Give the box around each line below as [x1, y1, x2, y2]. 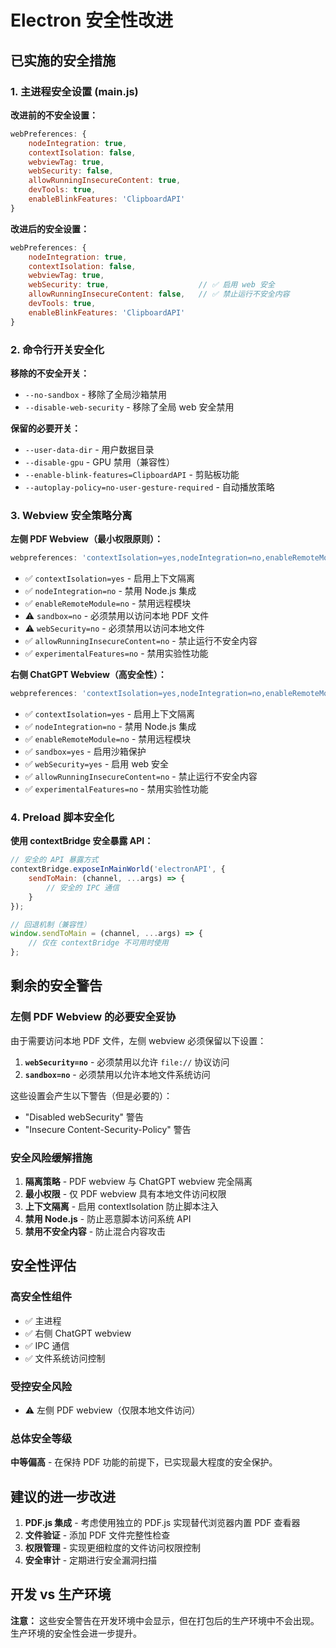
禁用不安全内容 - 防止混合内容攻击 [24, 1226, 167, 1237]
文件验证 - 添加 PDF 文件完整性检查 [24, 1529, 171, 1541]
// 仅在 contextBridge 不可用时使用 [28, 938, 169, 948]
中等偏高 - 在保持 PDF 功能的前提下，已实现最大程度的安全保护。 [10, 1456, 278, 1468]
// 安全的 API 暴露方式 [10, 855, 99, 865]
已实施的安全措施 [10, 52, 116, 69]
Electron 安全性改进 [10, 9, 173, 32]
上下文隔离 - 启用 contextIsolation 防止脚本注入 [24, 1201, 219, 1212]
